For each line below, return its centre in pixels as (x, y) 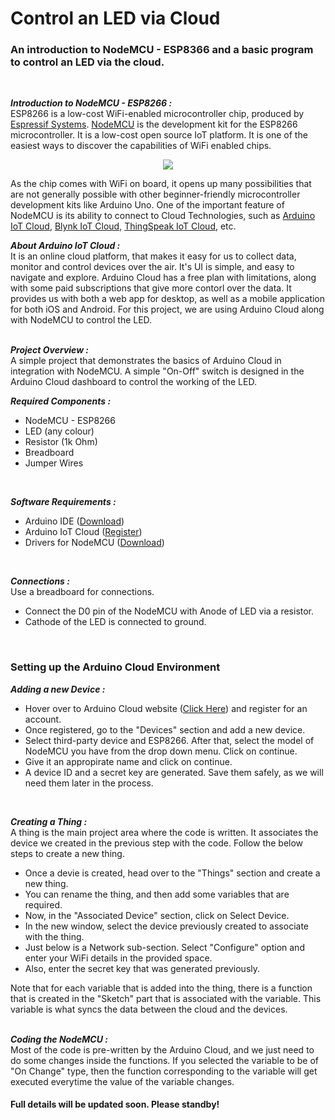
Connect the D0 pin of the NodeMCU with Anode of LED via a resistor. (169, 611)
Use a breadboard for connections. (82, 592)
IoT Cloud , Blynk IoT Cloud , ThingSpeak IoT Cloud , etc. (123, 226)
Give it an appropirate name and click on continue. (128, 761)
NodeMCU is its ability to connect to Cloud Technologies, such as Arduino (163, 216)
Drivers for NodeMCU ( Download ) (94, 543)
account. (43, 719)
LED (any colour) (59, 431)
